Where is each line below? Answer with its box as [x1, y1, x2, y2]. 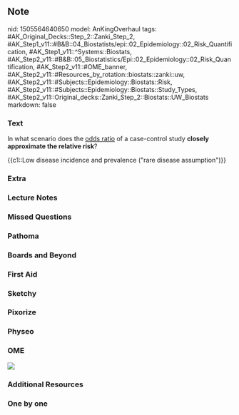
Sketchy [7, 288, 37, 298]
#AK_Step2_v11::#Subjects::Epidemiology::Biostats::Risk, [7, 78, 173, 86]
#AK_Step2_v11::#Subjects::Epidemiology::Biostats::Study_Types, [7, 85, 198, 93]
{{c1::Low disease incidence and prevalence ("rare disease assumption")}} [7, 156, 227, 165]
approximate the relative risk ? [7, 142, 98, 150]
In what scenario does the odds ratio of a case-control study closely [7, 135, 209, 143]
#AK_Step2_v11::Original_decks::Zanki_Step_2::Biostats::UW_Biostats [7, 93, 209, 101]
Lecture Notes [7, 193, 58, 203]
